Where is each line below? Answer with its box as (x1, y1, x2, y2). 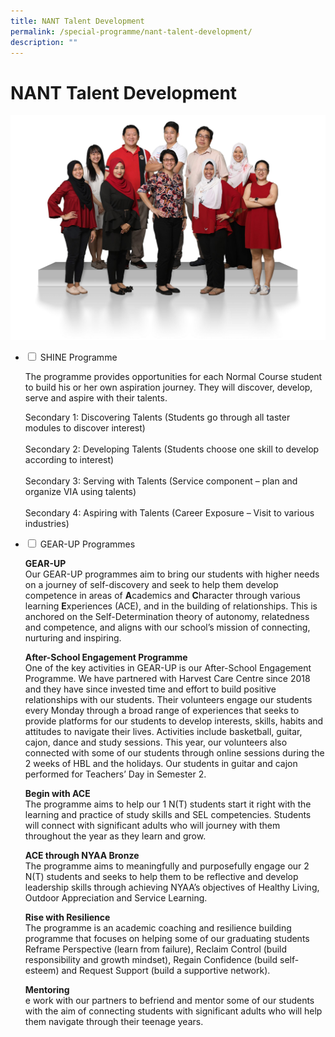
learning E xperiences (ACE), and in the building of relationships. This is (24, 600, 318, 612)
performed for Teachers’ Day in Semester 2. (24, 768, 207, 780)
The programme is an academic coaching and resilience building (24, 922, 292, 934)
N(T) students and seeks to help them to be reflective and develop (24, 871, 299, 883)
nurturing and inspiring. (24, 632, 122, 644)
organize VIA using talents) (24, 486, 137, 498)
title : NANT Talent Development (10, 16, 145, 26)
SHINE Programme (39, 351, 118, 364)
